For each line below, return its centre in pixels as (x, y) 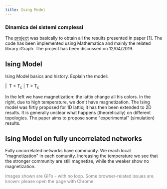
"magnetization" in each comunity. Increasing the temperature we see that (82, 156)
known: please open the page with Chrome (49, 182)
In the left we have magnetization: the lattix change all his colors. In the (78, 96)
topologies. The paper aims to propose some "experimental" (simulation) (80, 118)
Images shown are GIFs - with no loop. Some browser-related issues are (79, 176)
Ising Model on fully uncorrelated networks (74, 139)
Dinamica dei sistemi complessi (44, 27)
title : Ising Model (25, 10)
